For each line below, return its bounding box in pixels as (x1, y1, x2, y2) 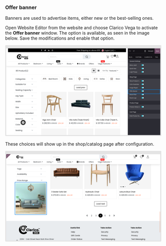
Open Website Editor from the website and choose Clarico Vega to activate (5, 25, 158, 31)
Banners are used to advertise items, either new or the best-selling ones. (5, 15, 154, 21)
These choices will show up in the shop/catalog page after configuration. (5, 141, 155, 147)
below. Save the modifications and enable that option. (5, 35, 115, 41)
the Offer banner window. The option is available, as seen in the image (5, 30, 150, 36)
